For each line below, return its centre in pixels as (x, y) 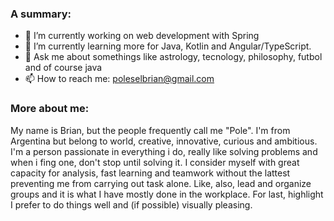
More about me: (50, 109)
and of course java (63, 68)
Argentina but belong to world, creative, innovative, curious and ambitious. (164, 141)
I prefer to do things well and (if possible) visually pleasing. (131, 204)
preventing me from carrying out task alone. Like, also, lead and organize (161, 183)
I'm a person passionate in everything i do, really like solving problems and (164, 151)
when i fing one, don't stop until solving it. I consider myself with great (155, 162)
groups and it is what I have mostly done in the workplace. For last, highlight (167, 194)
